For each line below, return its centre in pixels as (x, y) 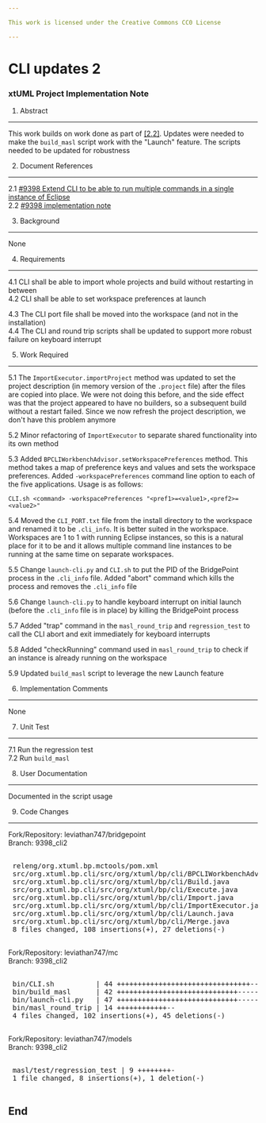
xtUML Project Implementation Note (78, 94)
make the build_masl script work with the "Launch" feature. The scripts (125, 142)
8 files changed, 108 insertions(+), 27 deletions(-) (119, 930)
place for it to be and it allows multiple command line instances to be (120, 546)
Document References (56, 166)
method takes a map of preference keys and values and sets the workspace (132, 467)
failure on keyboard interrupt (55, 340)
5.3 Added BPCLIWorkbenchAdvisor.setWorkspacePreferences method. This (128, 459)
